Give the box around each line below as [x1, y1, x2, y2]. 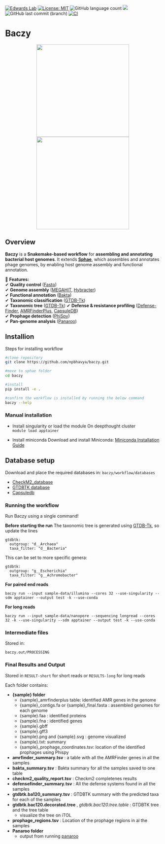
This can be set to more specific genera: [5, 555, 87, 561]
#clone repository [5, 355, 43, 360]
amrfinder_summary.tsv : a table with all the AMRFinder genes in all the [12, 754, 160, 760]
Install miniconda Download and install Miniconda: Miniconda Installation [12, 437, 160, 443]
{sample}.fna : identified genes [19, 718, 83, 724]
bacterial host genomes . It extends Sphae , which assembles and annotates [5, 256, 160, 262]
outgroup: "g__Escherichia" [9, 568, 67, 573]
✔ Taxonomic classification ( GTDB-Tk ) [5, 297, 86, 303]
